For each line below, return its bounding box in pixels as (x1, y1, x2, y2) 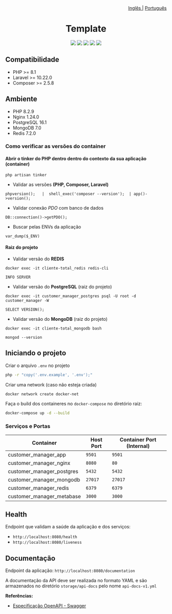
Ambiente (5, 95, 37, 104)
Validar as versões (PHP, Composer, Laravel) (12, 181, 109, 188)
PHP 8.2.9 (12, 108, 34, 114)
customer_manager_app (8, 451, 67, 458)
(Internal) (126, 442, 150, 449)
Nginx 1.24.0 (12, 114, 39, 120)
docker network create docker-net (5, 392, 79, 397)
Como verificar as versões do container (5, 143, 106, 150)
